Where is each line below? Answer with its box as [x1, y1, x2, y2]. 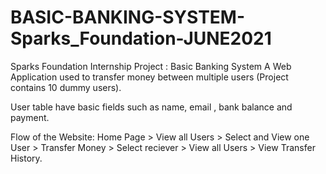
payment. [10, 111, 50, 123]
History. [10, 152, 43, 164]
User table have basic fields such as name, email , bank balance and [10, 101, 293, 113]
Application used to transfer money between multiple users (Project [10, 71, 289, 83]
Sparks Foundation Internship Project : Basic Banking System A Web [10, 60, 292, 72]
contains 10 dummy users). [10, 81, 122, 93]
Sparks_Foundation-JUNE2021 [10, 27, 272, 50]
